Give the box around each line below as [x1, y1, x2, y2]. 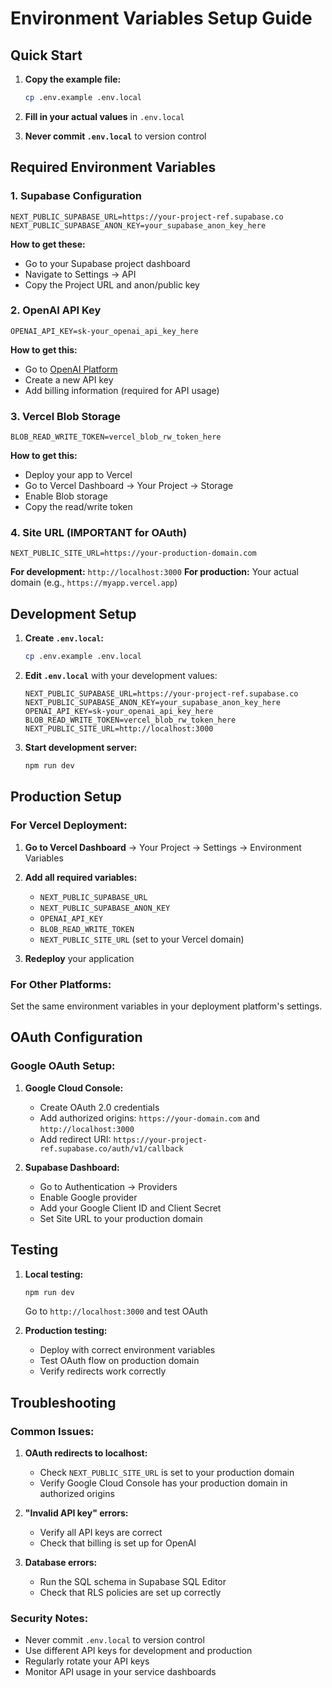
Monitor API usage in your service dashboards [24, 1666, 217, 1678]
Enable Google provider [39, 1191, 138, 1203]
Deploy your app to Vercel [24, 469, 133, 481]
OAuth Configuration [10, 1029, 143, 1046]
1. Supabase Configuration [10, 189, 143, 203]
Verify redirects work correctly [39, 1365, 167, 1377]
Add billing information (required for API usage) [24, 384, 220, 396]
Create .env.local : [24, 632, 105, 644]
